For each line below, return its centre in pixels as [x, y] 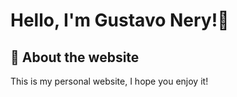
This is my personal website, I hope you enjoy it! [109, 81]
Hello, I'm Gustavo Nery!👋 [120, 20]
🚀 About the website [75, 57]
